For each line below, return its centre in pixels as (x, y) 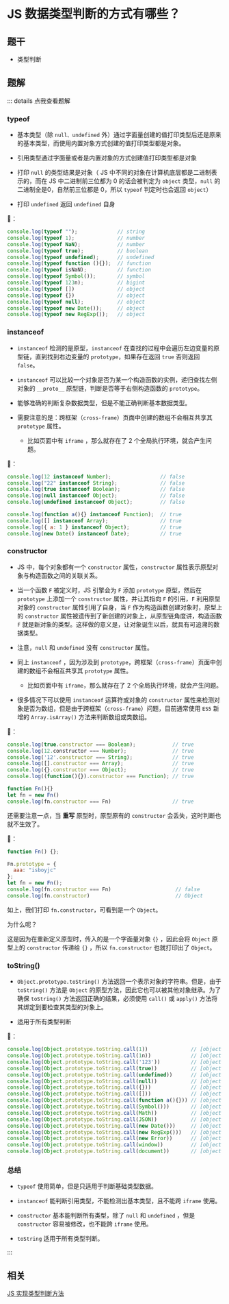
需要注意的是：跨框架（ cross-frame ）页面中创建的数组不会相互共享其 (115, 417)
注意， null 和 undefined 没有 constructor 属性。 (85, 647)
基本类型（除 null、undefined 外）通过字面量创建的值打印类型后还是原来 (119, 135)
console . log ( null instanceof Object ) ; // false (96, 496)
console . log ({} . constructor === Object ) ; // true (100, 770)
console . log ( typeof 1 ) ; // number (76, 238)
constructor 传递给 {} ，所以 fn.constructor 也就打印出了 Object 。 (121, 947)
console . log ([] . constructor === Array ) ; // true (100, 764)
